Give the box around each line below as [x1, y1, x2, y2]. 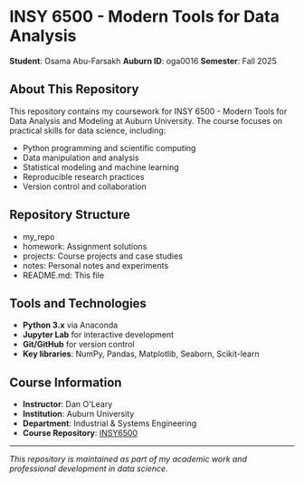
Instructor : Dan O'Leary [22, 399, 113, 410]
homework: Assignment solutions [22, 241, 147, 251]
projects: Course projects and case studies [22, 251, 184, 261]
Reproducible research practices [22, 171, 145, 182]
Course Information [9, 374, 122, 390]
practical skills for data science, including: [9, 125, 166, 136]
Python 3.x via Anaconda [22, 319, 119, 331]
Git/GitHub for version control [22, 339, 135, 350]
